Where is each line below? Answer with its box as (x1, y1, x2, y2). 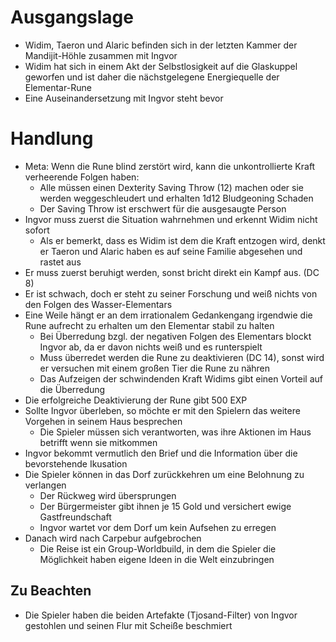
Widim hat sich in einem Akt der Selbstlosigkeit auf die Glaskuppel (24, 60, 298, 72)
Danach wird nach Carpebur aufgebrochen (24, 532, 202, 544)
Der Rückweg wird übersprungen (39, 489, 177, 501)
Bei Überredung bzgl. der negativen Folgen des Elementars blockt (39, 330, 312, 342)
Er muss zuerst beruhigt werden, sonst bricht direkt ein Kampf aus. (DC (24, 266, 320, 278)
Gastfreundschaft (39, 511, 112, 523)
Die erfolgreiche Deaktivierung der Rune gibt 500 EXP (24, 394, 248, 406)
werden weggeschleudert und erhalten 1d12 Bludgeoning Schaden (39, 192, 314, 204)
